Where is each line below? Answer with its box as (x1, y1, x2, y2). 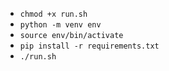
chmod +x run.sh (19, 9, 88, 19)
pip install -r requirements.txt (19, 41, 160, 51)
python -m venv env (19, 20, 102, 30)
